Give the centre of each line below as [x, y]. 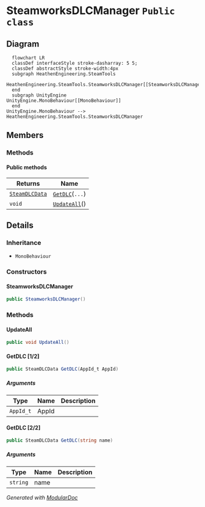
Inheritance [24, 243]
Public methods [27, 167]
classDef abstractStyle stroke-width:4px [65, 68]
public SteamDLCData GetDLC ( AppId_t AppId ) [63, 369]
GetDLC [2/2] [23, 428]
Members [25, 135]
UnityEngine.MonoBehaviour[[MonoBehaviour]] [64, 101]
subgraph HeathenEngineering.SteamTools [64, 74]
